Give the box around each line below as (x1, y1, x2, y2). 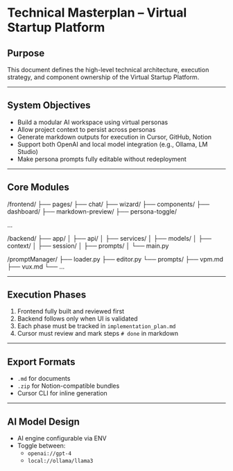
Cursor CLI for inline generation (17, 389, 107, 397)
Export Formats (7, 356, 76, 368)
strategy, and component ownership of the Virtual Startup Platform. (7, 73, 200, 81)
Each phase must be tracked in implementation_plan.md (17, 322, 176, 330)
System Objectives (7, 99, 92, 112)
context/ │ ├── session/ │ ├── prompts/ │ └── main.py (7, 241, 169, 250)
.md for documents (17, 375, 71, 383)
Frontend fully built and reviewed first (17, 307, 125, 316)
